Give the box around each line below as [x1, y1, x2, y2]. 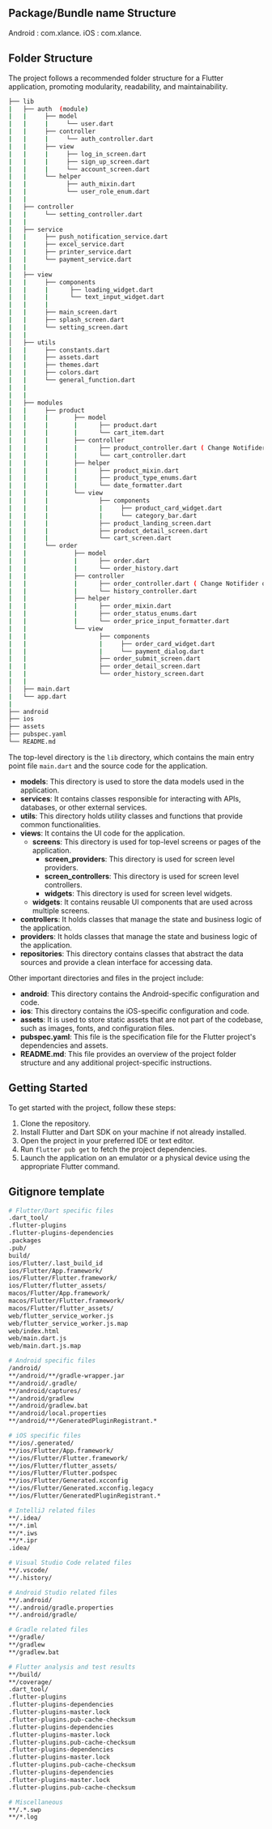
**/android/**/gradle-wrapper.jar [8, 1371, 125, 1380]
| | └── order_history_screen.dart [8, 670, 205, 678]
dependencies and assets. [19, 1041, 108, 1050]
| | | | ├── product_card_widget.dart [8, 504, 223, 512]
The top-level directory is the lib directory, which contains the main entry [8, 752, 255, 762]
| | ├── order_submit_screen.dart [8, 655, 201, 663]
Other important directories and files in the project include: [8, 972, 204, 983]
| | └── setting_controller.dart [8, 210, 143, 218]
